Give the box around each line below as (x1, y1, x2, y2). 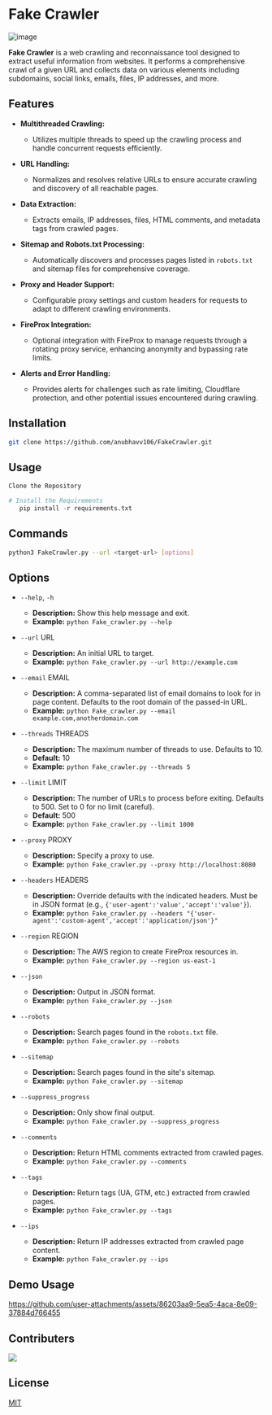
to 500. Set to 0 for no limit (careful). (32, 802, 155, 812)
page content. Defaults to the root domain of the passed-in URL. (32, 697, 248, 707)
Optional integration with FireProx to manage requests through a (32, 335, 248, 345)
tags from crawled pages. (32, 223, 119, 233)
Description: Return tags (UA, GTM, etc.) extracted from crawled (32, 1188, 250, 1198)
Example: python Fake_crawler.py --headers (32, 908, 183, 918)
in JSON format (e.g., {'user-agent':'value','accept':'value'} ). (32, 900, 252, 910)
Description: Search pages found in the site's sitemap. (32, 1068, 216, 1077)
